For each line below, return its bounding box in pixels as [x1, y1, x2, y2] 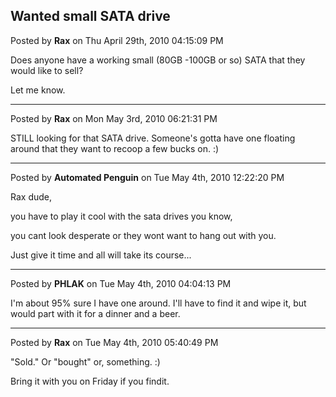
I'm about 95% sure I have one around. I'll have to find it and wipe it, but [10, 297, 307, 309]
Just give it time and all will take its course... [10, 249, 192, 261]
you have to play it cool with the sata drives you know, [10, 210, 233, 222]
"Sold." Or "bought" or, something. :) [10, 355, 161, 368]
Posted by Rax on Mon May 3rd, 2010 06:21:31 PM [10, 112, 218, 124]
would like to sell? [10, 64, 84, 76]
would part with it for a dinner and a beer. [10, 307, 181, 319]
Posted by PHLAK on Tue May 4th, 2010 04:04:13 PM [10, 277, 232, 289]
